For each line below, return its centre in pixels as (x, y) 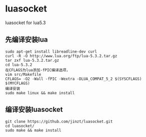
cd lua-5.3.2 (19, 65)
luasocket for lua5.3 (25, 23)
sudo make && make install (33, 130)
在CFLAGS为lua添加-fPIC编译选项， (38, 70)
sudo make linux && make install (40, 93)
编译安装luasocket (34, 110)
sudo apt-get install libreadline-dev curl (51, 51)
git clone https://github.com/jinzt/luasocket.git (59, 121)
